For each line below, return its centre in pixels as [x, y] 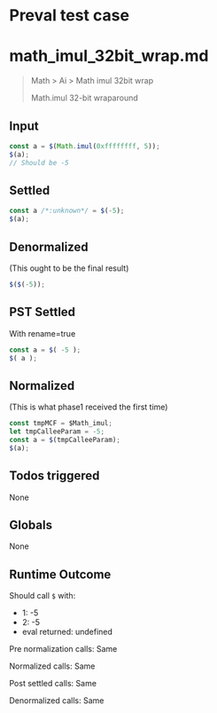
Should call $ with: [43, 596]
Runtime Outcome [60, 574]
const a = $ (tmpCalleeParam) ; [65, 440]
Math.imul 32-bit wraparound [85, 98]
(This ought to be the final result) [69, 268]
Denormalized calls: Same [57, 701]
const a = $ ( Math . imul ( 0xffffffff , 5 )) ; [85, 146]
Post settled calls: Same [53, 684]
